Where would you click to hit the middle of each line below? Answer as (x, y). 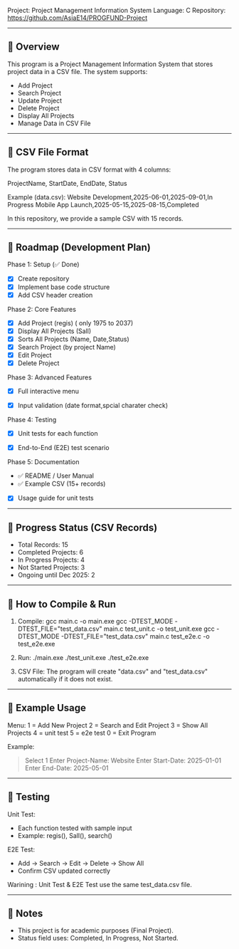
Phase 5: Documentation (43, 462)
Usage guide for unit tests (55, 498)
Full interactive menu (48, 391)
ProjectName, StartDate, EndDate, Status (67, 183)
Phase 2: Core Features (42, 309)
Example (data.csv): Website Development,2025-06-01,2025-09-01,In (110, 197)
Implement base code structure (64, 287)
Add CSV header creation (55, 295)
